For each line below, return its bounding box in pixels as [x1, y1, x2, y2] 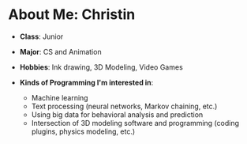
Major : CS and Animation [19, 47, 102, 56]
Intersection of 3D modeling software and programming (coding [31, 118, 239, 127]
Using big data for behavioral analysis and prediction [31, 109, 204, 119]
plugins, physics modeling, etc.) [31, 127, 136, 136]
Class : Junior [19, 32, 64, 41]
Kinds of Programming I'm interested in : [19, 78, 154, 87]
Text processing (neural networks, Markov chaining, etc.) [31, 101, 218, 111]
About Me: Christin [8, 6, 136, 24]
